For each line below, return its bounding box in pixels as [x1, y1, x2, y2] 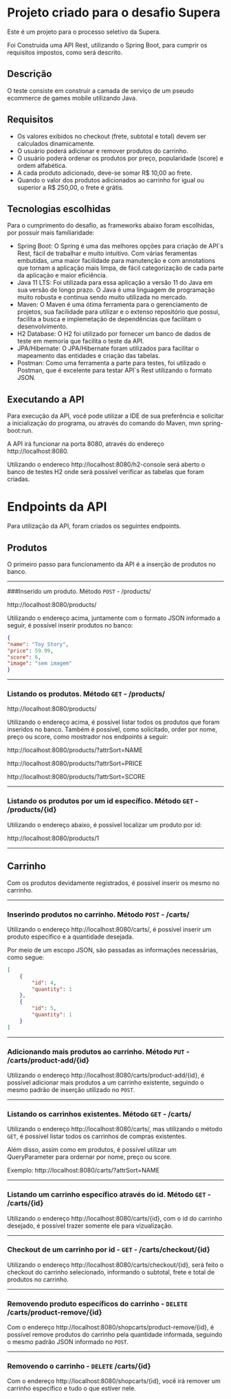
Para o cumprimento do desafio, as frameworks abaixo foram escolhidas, [7, 222, 215, 230]
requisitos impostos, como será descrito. [7, 48, 122, 56]
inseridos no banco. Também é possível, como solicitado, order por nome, [7, 725, 218, 734]
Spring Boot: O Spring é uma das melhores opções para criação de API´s [16, 242, 223, 250]
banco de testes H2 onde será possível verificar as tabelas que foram [7, 468, 204, 476]
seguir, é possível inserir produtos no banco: [7, 621, 133, 629]
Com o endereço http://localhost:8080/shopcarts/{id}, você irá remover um [7, 1377, 221, 1385]
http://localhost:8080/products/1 [7, 834, 100, 842]
